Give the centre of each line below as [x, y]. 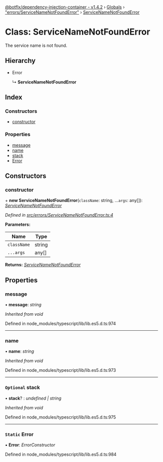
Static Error [19, 434]
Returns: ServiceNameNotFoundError [43, 265]
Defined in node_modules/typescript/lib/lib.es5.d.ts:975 [61, 417]
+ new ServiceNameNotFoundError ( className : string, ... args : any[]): [74, 201]
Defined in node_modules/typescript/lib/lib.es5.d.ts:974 [61, 323]
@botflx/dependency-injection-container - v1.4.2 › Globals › [65, 7]
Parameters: [18, 224]
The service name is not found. [36, 45]
